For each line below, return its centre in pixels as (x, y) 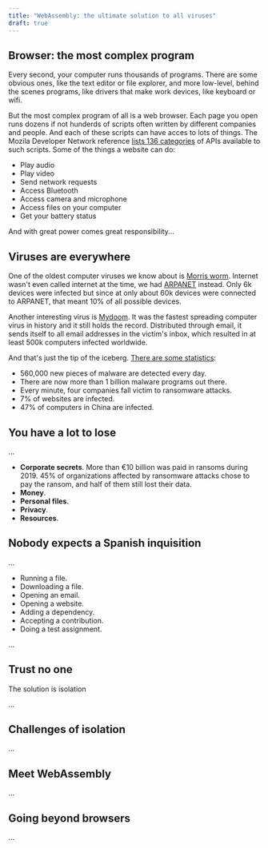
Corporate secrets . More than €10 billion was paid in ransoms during (134, 467)
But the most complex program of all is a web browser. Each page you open (133, 116)
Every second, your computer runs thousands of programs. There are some (133, 75)
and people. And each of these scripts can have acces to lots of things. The (133, 133)
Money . (33, 492)
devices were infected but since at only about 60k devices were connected (132, 293)
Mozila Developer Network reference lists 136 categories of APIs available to (134, 141)
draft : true (28, 23)
